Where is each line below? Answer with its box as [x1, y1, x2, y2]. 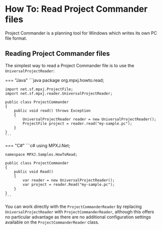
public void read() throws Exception [14, 108, 91, 113]
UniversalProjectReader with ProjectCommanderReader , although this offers [5, 208, 154, 214]
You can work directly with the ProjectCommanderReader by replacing [5, 204, 142, 209]
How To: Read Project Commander [5, 3, 148, 15]
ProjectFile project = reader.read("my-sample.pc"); [23, 121, 133, 126]
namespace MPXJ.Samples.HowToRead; [5, 152, 78, 157]
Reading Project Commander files [5, 50, 110, 58]
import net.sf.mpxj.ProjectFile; [5, 87, 73, 92]
